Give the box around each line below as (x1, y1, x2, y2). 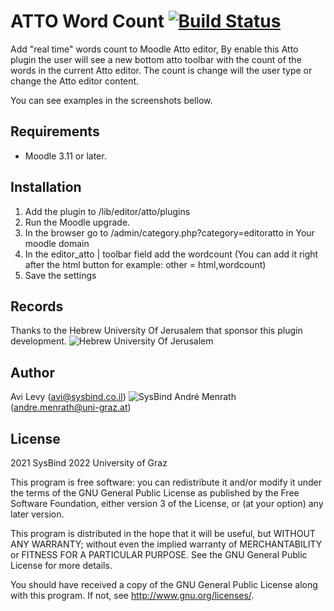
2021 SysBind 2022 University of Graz (10, 457, 168, 469)
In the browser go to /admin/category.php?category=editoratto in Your (24, 226, 315, 239)
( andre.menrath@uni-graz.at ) (10, 401, 132, 414)
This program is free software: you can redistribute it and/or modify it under (10, 476, 322, 488)
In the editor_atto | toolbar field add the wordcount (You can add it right (24, 248, 319, 260)
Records (10, 298, 64, 315)
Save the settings (24, 269, 97, 281)
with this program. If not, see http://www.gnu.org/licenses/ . (10, 590, 255, 601)
